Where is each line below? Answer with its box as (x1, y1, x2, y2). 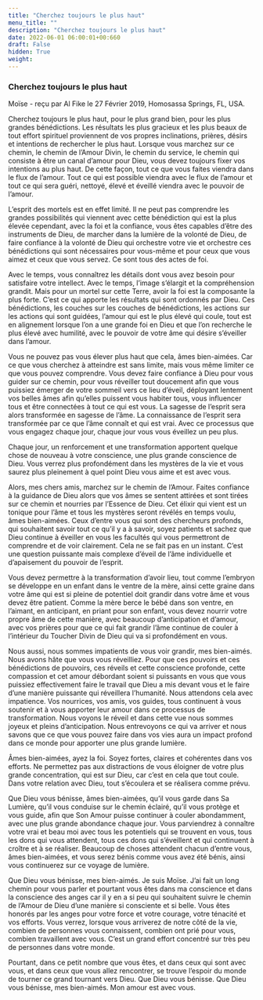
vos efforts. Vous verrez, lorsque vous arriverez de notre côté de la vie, (8, 918, 238, 927)
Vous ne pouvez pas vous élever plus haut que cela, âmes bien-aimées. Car (8, 352, 253, 361)
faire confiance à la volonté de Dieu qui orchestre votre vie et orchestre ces (8, 238, 252, 247)
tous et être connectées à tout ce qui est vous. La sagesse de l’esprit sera (8, 402, 247, 412)
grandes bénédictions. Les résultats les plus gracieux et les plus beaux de (8, 123, 247, 132)
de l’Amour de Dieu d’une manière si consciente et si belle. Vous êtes (8, 901, 230, 910)
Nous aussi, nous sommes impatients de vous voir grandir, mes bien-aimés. (8, 647, 253, 656)
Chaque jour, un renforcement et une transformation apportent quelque (8, 442, 239, 452)
